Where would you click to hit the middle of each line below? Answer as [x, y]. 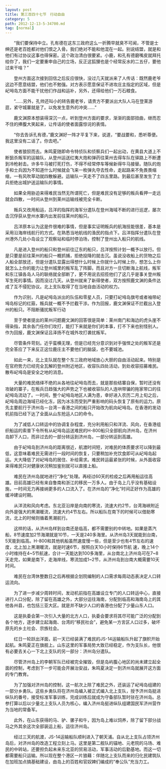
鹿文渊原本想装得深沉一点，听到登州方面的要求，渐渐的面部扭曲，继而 [85, 118]
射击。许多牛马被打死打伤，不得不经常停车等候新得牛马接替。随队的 [87, 164]
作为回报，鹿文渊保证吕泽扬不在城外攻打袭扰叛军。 [57, 332]
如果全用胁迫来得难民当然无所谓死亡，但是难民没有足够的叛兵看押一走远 [87, 193]
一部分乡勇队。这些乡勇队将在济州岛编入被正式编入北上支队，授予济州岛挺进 [83, 691]
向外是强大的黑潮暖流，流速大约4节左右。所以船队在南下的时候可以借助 [78, 512]
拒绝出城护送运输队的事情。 [37, 183]
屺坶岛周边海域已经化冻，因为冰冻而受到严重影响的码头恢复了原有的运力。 [81, 401]
